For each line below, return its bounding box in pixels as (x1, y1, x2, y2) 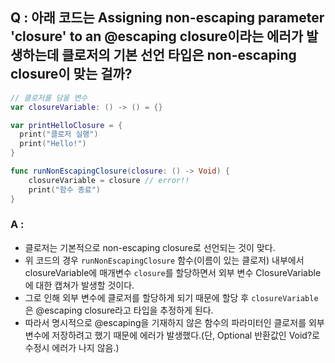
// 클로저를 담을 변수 (10, 93, 88, 103)
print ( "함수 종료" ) (28, 184, 102, 195)
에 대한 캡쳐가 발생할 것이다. (24, 279, 135, 291)
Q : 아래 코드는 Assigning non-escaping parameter (10, 9, 325, 27)
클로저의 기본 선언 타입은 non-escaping (61, 47, 297, 64)
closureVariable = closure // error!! (28, 175, 190, 185)
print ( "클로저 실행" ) (19, 129, 99, 140)
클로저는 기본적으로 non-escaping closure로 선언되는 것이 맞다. (24, 241, 276, 253)
